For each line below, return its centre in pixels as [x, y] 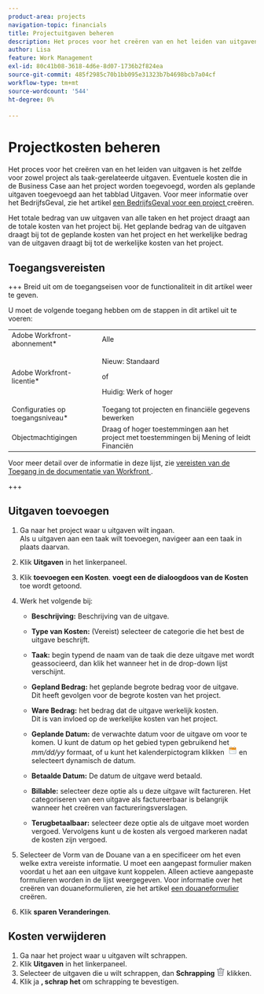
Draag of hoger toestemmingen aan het [165, 429]
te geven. [24, 295]
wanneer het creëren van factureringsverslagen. [110, 807]
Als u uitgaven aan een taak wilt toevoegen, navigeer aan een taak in [130, 538]
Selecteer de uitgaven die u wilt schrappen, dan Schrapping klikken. [136, 973]
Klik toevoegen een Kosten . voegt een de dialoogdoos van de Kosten [134, 577]
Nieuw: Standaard [130, 361]
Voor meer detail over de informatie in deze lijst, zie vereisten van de [119, 463]
